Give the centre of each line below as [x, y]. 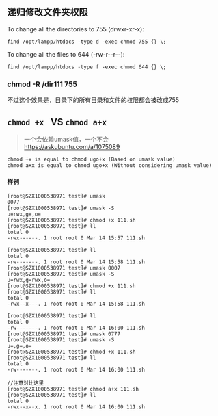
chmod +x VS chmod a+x [57, 122]
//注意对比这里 [26, 383]
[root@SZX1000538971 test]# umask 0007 [64, 268]
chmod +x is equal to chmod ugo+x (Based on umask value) [91, 159]
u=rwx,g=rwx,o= [29, 280]
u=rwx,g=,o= [24, 214]
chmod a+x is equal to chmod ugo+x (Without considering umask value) [110, 165]
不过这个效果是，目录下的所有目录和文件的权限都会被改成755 [93, 100]
